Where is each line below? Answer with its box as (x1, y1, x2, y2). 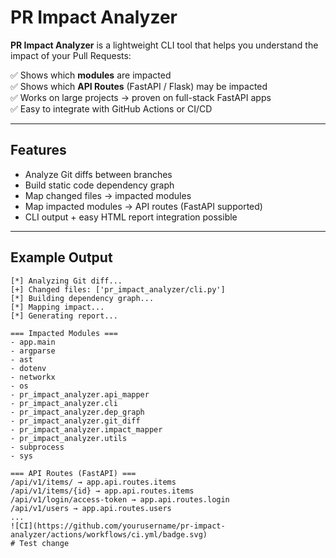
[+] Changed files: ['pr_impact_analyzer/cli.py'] (10, 284, 226, 295)
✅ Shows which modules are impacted (10, 69, 172, 81)
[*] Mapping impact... (10, 302, 105, 312)
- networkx (10, 372, 56, 382)
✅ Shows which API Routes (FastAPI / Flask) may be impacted (10, 80, 268, 92)
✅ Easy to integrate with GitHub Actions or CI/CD (10, 102, 213, 115)
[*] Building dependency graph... (10, 293, 155, 303)
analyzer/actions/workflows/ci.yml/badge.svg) (10, 529, 208, 540)
